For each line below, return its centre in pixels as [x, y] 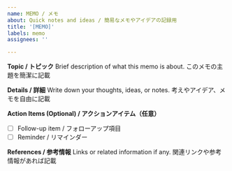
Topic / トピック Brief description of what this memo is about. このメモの [112, 66]
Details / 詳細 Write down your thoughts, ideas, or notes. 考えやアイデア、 [114, 90]
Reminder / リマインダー [52, 137]
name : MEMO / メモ [33, 14]
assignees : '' [28, 40]
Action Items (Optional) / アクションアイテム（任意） [84, 114]
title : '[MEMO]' [31, 27]
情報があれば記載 [32, 161]
